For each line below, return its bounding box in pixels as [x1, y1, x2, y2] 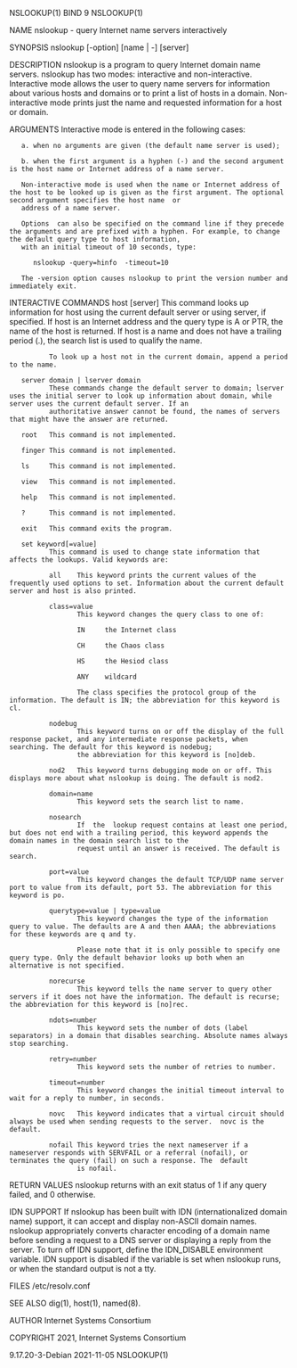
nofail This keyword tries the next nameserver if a [48, 1141, 249, 1150]
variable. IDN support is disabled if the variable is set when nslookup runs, [9, 1254, 282, 1265]
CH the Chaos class [76, 641, 165, 650]
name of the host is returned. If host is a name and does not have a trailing [9, 326, 282, 336]
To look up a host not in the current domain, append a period [48, 352, 289, 361]
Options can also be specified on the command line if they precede [20, 219, 285, 228]
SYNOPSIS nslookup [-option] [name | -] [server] [9, 42, 189, 53]
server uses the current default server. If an [9, 400, 189, 408]
